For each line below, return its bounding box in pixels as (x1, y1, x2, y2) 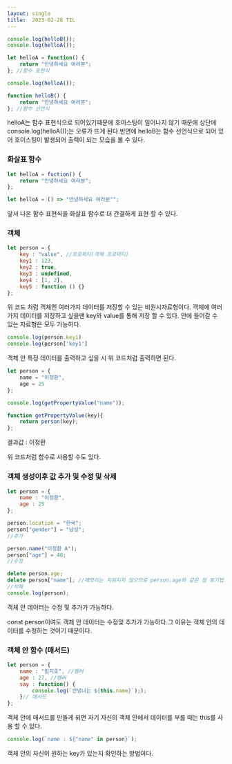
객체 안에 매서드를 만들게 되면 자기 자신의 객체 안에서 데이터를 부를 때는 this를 (7, 714, 216, 722)
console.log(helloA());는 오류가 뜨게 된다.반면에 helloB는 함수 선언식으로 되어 (7, 127, 217, 136)
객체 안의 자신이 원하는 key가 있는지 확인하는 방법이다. (7, 749, 154, 758)
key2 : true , (19, 264, 57, 271)
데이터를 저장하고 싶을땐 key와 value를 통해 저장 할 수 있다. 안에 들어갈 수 (19, 312, 218, 320)
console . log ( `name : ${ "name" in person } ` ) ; (7, 736, 137, 743)
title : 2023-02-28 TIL (7, 17, 76, 24)
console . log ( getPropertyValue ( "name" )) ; (7, 399, 126, 407)
